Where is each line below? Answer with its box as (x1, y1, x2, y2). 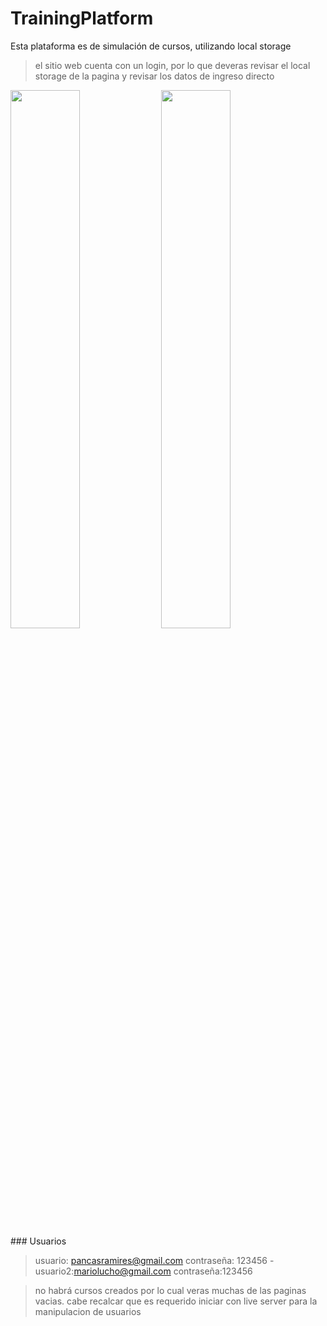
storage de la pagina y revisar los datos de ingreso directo (34, 70, 275, 82)
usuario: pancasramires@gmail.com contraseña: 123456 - (34, 1254, 275, 1266)
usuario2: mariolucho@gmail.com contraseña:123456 (34, 1265, 253, 1277)
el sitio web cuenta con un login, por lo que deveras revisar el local (34, 59, 311, 71)
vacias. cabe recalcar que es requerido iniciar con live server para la (34, 1295, 318, 1307)
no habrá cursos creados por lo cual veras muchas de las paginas (34, 1284, 307, 1296)
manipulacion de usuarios (34, 1305, 142, 1317)
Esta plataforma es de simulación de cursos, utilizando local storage (10, 40, 292, 52)
